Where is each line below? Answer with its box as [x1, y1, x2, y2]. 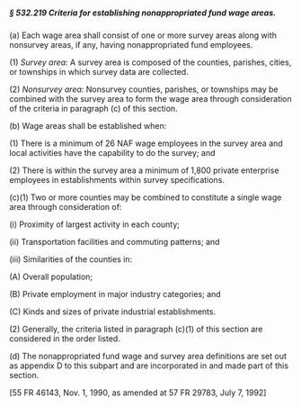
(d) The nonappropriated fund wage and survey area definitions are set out [9, 350, 288, 361]
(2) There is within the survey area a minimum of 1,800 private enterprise [9, 165, 279, 176]
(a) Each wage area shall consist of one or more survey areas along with [9, 30, 277, 41]
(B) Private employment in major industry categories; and [9, 288, 222, 299]
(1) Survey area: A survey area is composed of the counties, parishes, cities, [9, 57, 292, 68]
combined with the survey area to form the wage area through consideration [9, 93, 292, 104]
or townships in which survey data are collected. [9, 66, 189, 77]
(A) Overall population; [9, 271, 93, 282]
